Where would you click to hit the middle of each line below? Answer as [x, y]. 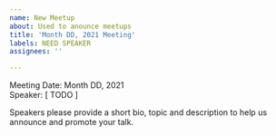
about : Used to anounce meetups [70, 26]
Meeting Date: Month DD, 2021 [67, 85]
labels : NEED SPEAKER [50, 43]
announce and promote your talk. [72, 122]
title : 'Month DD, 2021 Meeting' [73, 34]
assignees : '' [36, 52]
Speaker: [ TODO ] [44, 95]
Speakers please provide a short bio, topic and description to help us [138, 112]
